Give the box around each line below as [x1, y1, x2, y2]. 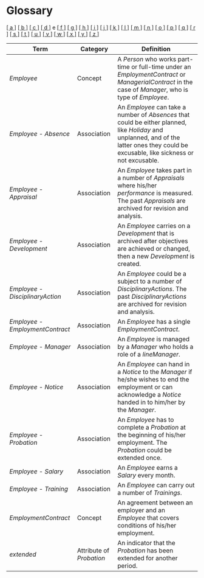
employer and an [117, 506, 166, 514]
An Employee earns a [117, 463, 178, 472]
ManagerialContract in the [117, 77, 193, 86]
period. [117, 561, 138, 569]
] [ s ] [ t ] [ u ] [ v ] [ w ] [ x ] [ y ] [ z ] [6, 30, 100, 37]
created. [117, 259, 141, 268]
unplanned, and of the [117, 133, 180, 142]
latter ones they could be [117, 141, 188, 149]
